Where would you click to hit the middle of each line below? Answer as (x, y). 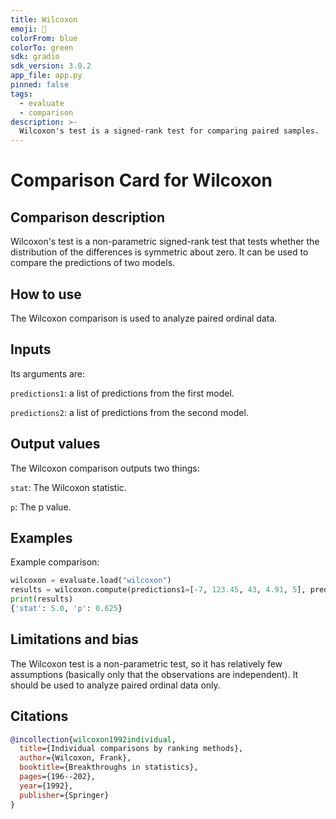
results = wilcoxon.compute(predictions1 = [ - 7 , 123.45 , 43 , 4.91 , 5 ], (158, 590)
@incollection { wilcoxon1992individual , (93, 739)
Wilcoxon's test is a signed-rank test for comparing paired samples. (169, 131)
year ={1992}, (46, 786)
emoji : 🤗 (28, 29)
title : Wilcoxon (44, 19)
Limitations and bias (74, 639)
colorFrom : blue (44, 38)
